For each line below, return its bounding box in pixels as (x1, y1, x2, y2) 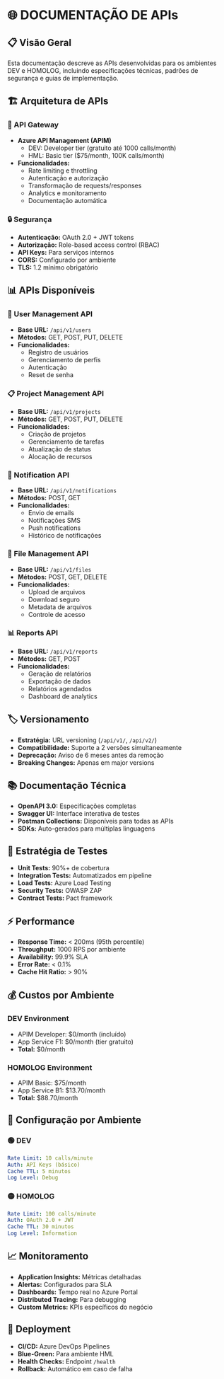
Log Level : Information (7, 1230, 78, 1237)
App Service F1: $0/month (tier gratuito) (17, 1037, 134, 1046)
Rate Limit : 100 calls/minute (7, 1210, 97, 1217)
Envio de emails (28, 509, 74, 517)
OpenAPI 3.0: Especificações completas (17, 802, 136, 810)
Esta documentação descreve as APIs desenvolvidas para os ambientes (7, 59, 217, 67)
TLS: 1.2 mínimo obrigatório (17, 262, 99, 272)
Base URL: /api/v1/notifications (17, 486, 117, 495)
